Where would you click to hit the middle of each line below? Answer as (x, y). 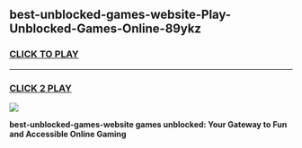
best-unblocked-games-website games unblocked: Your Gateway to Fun (148, 124)
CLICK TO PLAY (44, 55)
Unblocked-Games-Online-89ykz (106, 29)
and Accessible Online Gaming (68, 134)
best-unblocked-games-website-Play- (120, 15)
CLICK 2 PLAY (40, 88)
